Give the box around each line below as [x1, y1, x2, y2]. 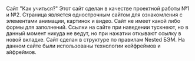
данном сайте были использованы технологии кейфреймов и [6, 42, 161, 49]
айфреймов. [6, 49, 37, 55]
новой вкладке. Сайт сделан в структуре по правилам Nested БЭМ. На [6, 36, 186, 43]
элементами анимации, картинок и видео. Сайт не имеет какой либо [6, 18, 181, 24]
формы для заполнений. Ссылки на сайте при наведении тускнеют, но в [6, 23, 189, 30]
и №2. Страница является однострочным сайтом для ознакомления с [6, 11, 183, 18]
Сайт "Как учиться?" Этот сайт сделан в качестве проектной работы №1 [6, 5, 190, 12]
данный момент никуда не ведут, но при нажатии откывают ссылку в [6, 30, 181, 37]
